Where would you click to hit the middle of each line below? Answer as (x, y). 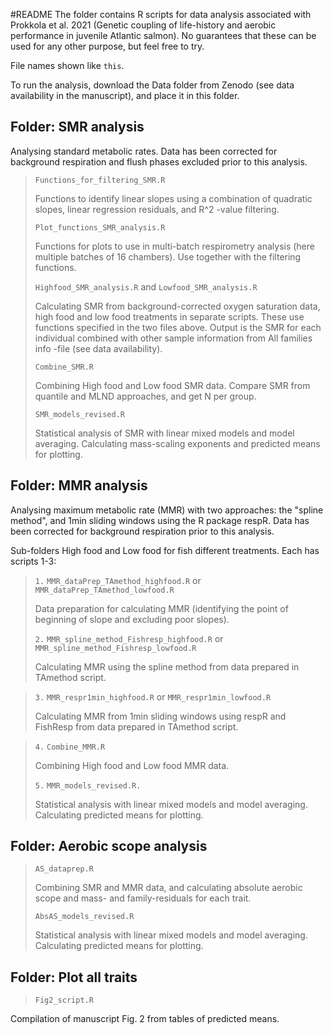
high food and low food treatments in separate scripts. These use (169, 316)
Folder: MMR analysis (79, 485)
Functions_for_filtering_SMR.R (100, 180)
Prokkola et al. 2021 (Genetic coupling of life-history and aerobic (143, 25)
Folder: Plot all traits (74, 977)
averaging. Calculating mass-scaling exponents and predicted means (177, 443)
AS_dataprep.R (64, 869)
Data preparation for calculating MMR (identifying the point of (161, 608)
